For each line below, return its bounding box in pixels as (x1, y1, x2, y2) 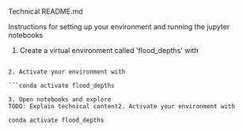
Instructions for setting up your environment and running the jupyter (8, 22, 230, 31)
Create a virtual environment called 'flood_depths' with (19, 46, 199, 55)
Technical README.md (8, 7, 83, 16)
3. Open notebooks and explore (8, 96, 112, 104)
